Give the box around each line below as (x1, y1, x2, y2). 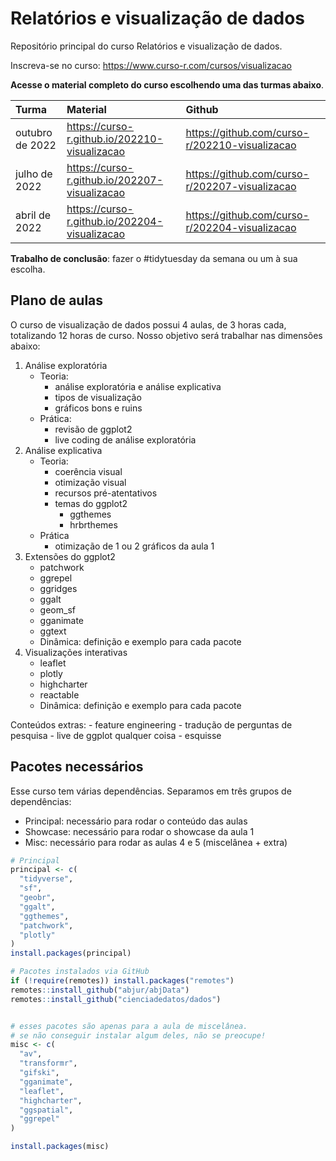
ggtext (39, 625, 67, 637)
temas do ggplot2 (54, 497, 128, 509)
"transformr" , (19, 1058, 78, 1069)
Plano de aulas (10, 292, 104, 309)
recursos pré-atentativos (54, 487, 158, 499)
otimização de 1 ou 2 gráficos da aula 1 (54, 540, 215, 552)
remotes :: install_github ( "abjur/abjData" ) (10, 985, 190, 995)
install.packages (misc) (10, 1142, 110, 1152)
